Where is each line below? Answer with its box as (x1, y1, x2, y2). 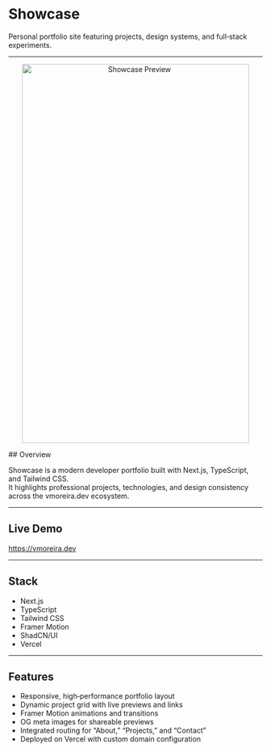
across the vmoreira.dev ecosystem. (8, 491, 130, 501)
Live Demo (8, 522, 63, 536)
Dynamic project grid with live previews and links (19, 700, 183, 710)
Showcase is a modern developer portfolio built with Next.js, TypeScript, (8, 465, 249, 475)
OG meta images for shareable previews (19, 717, 155, 727)
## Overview (8, 450, 52, 459)
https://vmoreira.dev (8, 543, 77, 553)
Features (8, 670, 54, 683)
